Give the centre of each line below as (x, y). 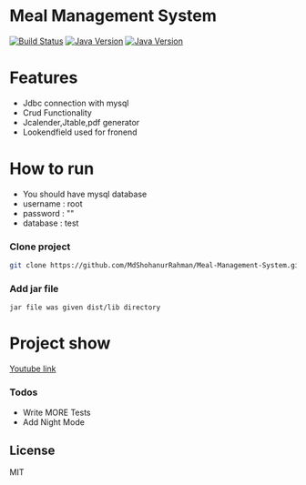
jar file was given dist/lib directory (85, 308)
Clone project (40, 247)
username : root (52, 203)
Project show (60, 344)
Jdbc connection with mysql (76, 103)
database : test (51, 223)
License (32, 450)
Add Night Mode (53, 422)
